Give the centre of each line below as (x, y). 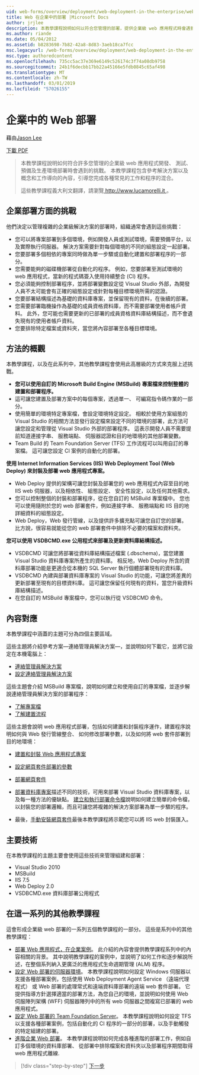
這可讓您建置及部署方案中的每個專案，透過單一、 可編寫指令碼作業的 (98, 399)
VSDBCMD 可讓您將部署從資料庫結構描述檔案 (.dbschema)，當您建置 (99, 554)
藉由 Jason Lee (24, 138)
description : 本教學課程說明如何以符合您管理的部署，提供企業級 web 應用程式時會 (96, 28)
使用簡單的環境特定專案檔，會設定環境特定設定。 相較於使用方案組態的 (101, 414)
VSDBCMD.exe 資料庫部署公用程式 (57, 893)
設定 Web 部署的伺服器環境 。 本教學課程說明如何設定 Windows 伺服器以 (103, 971)
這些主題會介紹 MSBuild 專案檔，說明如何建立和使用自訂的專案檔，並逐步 (96, 687)
